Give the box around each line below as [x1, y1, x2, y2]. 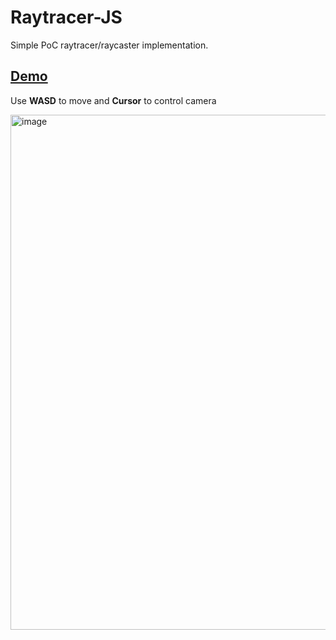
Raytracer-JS [10, 6, 123, 29]
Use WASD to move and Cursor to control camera [10, 94, 217, 106]
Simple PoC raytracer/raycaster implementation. [10, 39, 209, 51]
